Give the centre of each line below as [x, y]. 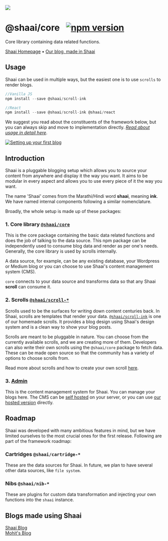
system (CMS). [21, 272]
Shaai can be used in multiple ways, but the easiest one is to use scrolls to [83, 79]
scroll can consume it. [28, 287]
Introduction [25, 158]
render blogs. [19, 85]
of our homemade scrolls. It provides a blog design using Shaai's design [80, 322]
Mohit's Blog [18, 533]
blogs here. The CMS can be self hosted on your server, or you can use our [83, 397]
